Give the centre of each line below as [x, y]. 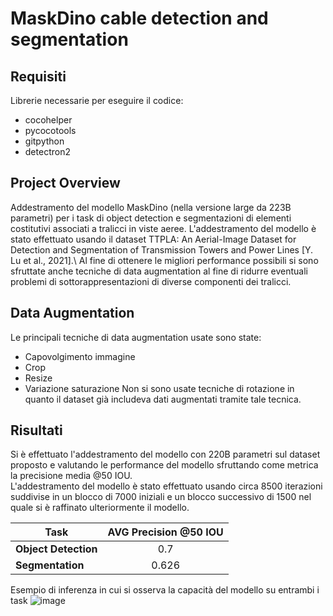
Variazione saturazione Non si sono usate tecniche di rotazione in [159, 388]
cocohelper [48, 120]
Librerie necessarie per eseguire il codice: [97, 100]
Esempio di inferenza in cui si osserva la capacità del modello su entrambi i [165, 590]
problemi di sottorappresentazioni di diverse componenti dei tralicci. [151, 281]
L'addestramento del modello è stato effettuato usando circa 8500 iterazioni [166, 486]
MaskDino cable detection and [139, 18]
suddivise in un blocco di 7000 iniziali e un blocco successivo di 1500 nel [161, 497]
